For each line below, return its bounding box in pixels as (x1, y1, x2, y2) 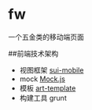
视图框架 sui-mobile (19, 65, 84, 75)
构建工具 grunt (19, 93, 67, 102)
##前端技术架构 (8, 48, 59, 58)
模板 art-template (19, 83, 76, 93)
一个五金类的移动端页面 (8, 32, 84, 41)
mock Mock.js (19, 74, 65, 83)
